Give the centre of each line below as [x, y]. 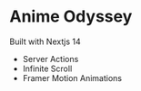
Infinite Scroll [47, 68]
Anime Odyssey [71, 17]
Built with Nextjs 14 [45, 41]
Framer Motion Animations [72, 77]
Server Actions [50, 59]
